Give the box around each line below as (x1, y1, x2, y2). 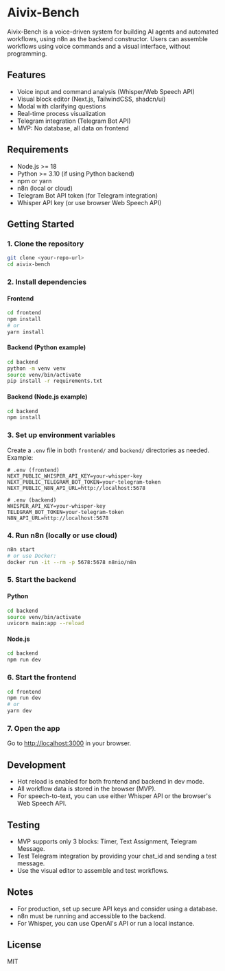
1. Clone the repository (7, 239, 84, 248)
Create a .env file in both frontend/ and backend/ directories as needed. (7, 446, 210, 454)
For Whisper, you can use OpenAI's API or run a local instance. (16, 919, 195, 927)
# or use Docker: (7, 552, 57, 559)
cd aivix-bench (7, 261, 51, 268)
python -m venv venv (7, 365, 67, 372)
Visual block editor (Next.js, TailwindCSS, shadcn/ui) (16, 95, 166, 103)
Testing (7, 819, 40, 831)
